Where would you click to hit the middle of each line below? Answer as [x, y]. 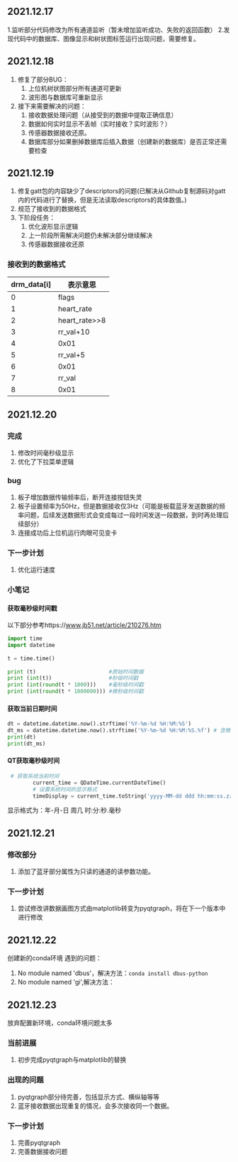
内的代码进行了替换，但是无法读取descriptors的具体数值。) [102, 200]
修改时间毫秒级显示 [46, 453]
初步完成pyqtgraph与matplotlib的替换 [72, 1060]
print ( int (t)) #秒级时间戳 [73, 678]
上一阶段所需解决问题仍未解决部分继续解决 [90, 235]
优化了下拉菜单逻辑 [46, 462]
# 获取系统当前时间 [35, 776]
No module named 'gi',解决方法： [66, 982]
